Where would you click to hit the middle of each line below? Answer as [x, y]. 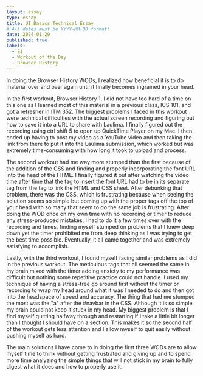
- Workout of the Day [39, 57]
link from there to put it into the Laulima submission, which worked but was [100, 144]
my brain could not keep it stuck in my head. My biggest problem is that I [98, 309]
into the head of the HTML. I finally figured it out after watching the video [98, 175]
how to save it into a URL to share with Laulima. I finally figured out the [95, 124]
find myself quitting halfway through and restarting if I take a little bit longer [101, 316]
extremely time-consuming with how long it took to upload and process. [96, 150]
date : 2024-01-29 [28, 35]
